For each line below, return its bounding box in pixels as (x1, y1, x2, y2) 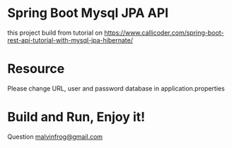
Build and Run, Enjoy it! (7, 109, 146, 125)
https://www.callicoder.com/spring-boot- (103, 28, 224, 37)
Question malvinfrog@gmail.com (7, 132, 103, 141)
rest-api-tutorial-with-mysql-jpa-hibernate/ (7, 35, 133, 44)
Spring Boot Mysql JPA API (7, 5, 169, 21)
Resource (7, 61, 65, 77)
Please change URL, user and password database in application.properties (7, 84, 225, 93)
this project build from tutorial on (7, 28, 103, 37)
